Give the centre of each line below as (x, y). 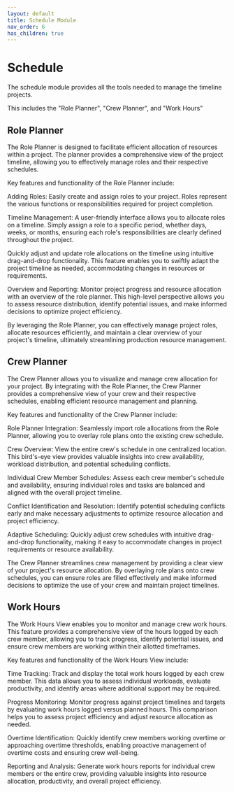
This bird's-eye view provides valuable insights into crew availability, (106, 456)
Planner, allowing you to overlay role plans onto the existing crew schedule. (116, 435)
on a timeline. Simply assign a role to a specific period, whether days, (107, 225)
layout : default (31, 14)
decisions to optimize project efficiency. (65, 311)
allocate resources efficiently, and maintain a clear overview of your (105, 332)
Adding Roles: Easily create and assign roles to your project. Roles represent (117, 196)
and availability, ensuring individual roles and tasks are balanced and (106, 485)
